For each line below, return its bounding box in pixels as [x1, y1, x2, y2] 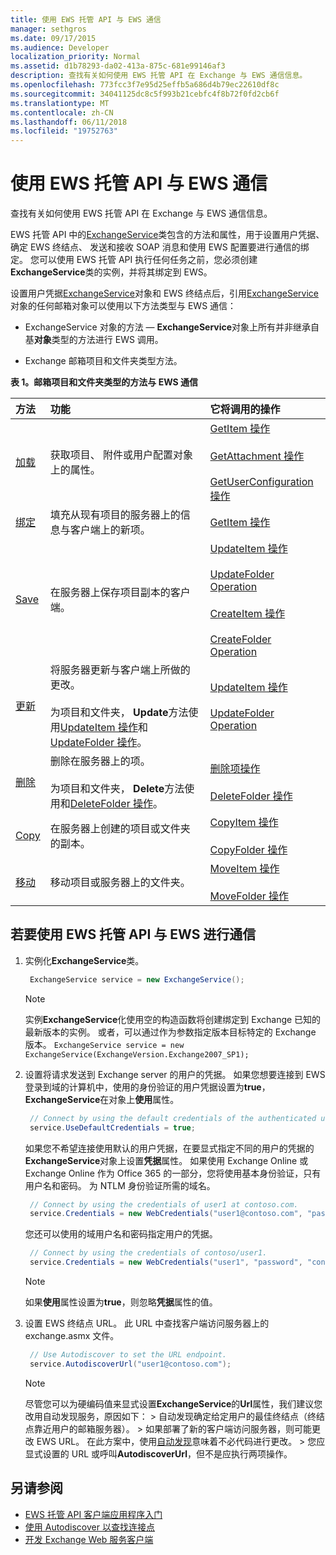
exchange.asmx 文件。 [24, 1330, 120, 1341]
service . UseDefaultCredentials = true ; [29, 1122, 196, 1133]
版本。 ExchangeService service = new [24, 1038, 185, 1050]
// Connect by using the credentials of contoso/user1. [29, 1248, 268, 1258]
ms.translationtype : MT [10, 98, 110, 108]
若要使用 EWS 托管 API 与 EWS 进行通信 [10, 926, 257, 943]
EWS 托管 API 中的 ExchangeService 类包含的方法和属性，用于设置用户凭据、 [10, 229, 325, 241]
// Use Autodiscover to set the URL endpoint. [29, 1350, 227, 1360]
